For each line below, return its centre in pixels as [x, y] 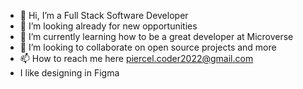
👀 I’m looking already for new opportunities [108, 26]
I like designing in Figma [69, 73]
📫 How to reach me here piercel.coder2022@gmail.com [136, 58]
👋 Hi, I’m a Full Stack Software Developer [104, 15]
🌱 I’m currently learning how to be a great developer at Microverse [156, 36]
